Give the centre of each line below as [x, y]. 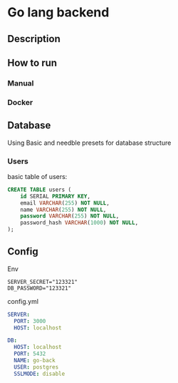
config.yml [23, 301]
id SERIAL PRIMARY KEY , [56, 196]
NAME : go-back [35, 361]
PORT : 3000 [30, 321]
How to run [32, 62]
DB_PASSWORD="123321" [40, 288]
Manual [21, 83]
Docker [20, 102]
